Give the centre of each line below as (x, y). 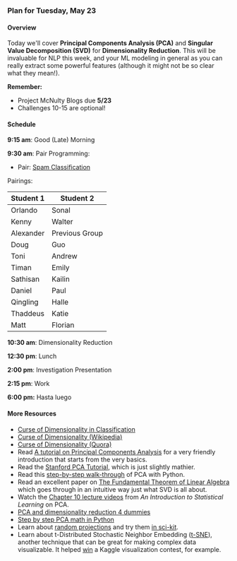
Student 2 (77, 199)
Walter (62, 222)
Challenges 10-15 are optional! (61, 108)
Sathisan (25, 279)
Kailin (61, 279)
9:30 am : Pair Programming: (49, 153)
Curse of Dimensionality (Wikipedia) (70, 437)
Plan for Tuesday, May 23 (52, 11)
